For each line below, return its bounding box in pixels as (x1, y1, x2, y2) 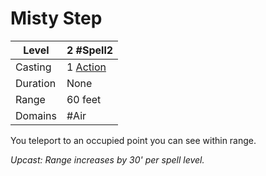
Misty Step (10, 7, 103, 30)
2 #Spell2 (66, 43, 114, 57)
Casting (15, 60, 52, 74)
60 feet (66, 92, 102, 106)
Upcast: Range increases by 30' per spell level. (10, 153, 205, 166)
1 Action (66, 60, 107, 74)
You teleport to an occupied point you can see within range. (10, 134, 257, 146)
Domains (15, 108, 57, 122)
